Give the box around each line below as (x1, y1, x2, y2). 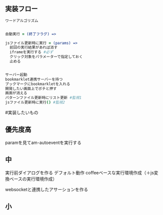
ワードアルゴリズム (5, 18, 39, 23)
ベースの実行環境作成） (9, 176, 57, 182)
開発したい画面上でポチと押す (5, 86, 57, 91)
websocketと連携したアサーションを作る (5, 186, 88, 192)
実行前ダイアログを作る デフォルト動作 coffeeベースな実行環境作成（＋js (5, 169, 155, 175)
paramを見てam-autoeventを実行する (5, 140, 82, 145)
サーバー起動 (5, 72, 28, 77)
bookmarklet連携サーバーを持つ (5, 76, 63, 82)
